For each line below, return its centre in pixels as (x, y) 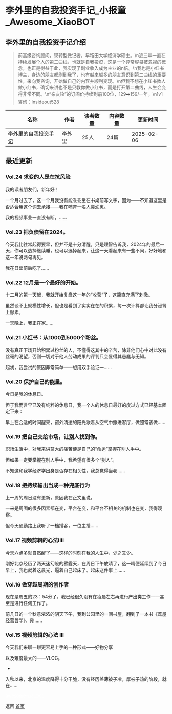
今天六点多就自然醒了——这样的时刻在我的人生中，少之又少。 (70, 553)
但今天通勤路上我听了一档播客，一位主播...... (52, 526)
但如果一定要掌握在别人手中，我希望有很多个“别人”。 (61, 460)
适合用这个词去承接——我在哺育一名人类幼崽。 (59, 207)
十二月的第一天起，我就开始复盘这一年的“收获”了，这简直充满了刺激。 (79, 295)
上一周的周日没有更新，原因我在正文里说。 (50, 498)
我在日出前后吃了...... (27, 268)
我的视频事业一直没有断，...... (36, 217)
